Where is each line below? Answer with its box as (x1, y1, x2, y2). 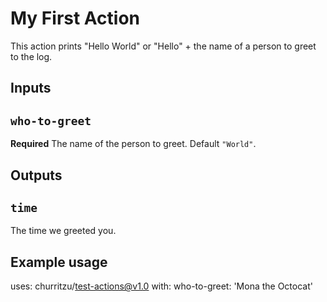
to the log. (10, 50, 53, 62)
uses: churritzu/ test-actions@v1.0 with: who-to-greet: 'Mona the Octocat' (10, 280, 313, 292)
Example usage (10, 253, 108, 271)
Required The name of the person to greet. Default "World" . (10, 138, 257, 150)
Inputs (10, 80, 52, 97)
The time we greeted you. (10, 225, 117, 237)
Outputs (10, 167, 63, 184)
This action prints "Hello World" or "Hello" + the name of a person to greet (10, 40, 317, 52)
